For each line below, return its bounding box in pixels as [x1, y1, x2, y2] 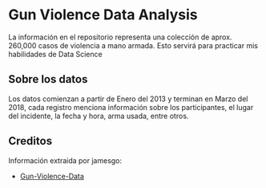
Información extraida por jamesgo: [8, 155, 123, 166]
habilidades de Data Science [8, 49, 103, 59]
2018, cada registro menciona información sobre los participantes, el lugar [8, 102, 254, 112]
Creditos [8, 134, 53, 148]
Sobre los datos [8, 72, 88, 86]
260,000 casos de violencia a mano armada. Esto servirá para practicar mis [8, 40, 259, 50]
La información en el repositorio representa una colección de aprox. [8, 32, 232, 42]
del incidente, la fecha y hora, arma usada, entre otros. [8, 111, 189, 121]
